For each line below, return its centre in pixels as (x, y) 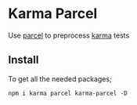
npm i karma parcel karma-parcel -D (68, 93)
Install (23, 60)
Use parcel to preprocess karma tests (69, 35)
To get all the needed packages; (60, 78)
